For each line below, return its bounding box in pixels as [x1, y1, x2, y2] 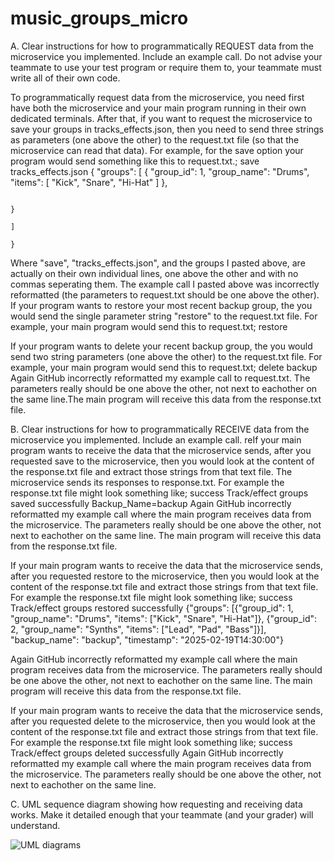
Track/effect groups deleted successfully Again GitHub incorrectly [10, 747, 284, 759]
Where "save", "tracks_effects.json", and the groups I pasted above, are [10, 257, 306, 269]
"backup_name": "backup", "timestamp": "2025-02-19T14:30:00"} [10, 633, 284, 646]
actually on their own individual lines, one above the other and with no [10, 267, 299, 279]
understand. [10, 819, 61, 831]
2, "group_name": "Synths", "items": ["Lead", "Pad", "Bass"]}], [10, 623, 267, 635]
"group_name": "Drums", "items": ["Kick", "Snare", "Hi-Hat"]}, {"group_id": [10, 612, 318, 624]
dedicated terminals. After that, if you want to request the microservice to [10, 112, 313, 124]
